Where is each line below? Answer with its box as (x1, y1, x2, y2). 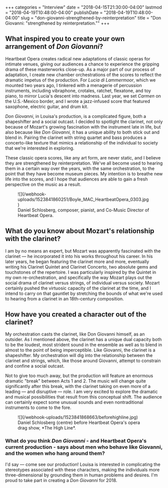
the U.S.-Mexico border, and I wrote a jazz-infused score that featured (5, 98, 150, 104)
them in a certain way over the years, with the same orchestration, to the (5, 165, 155, 171)
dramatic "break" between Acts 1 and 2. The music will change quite (5, 378, 146, 384)
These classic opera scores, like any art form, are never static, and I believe (5, 154, 161, 160)
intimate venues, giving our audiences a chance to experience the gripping (5, 61, 159, 67)
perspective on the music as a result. (5, 181, 81, 187)
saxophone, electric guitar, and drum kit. (5, 103, 88, 109)
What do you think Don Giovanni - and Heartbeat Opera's (5, 437, 146, 444)
